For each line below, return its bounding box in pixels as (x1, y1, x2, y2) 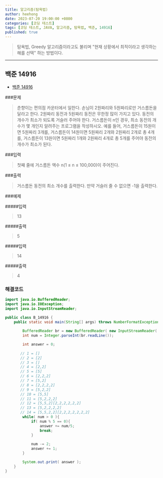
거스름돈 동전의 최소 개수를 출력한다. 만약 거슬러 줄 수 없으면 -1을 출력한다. (16, 182, 158, 188)
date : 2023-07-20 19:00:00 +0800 (5, 16, 73, 21)
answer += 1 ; (31, 446, 57, 451)
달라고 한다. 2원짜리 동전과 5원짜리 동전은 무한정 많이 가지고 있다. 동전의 (16, 111, 154, 117)
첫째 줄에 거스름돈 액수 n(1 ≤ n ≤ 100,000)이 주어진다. (16, 162, 120, 168)
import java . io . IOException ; (5, 301, 64, 306)
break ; (39, 428, 53, 433)
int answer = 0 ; (22, 342, 55, 347)
